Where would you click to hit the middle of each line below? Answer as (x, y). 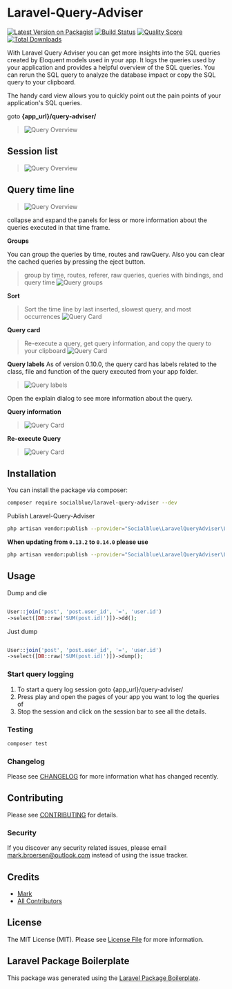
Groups (18, 241)
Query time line (41, 190)
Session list (33, 151)
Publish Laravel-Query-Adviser (51, 516)
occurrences (42, 316)
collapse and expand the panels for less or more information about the (107, 220)
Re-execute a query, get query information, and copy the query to (118, 343)
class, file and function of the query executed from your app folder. (103, 371)
